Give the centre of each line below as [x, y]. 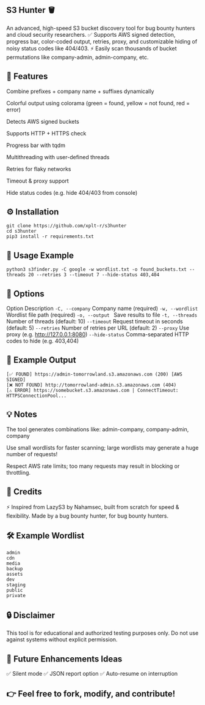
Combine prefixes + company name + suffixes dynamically [80, 91]
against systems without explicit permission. [62, 639]
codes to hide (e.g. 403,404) [43, 341]
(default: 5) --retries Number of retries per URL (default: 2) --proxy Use [98, 328]
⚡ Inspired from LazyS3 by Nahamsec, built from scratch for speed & [93, 507]
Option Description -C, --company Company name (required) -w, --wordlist [102, 309]
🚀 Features [27, 76]
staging [16, 585]
